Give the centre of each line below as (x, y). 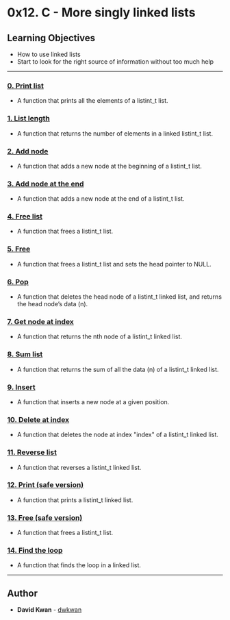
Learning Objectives (51, 38)
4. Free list (25, 216)
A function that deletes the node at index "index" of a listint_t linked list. (118, 435)
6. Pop (18, 282)
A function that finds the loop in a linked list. (79, 565)
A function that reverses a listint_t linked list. (79, 467)
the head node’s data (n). (52, 304)
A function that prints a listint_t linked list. (75, 500)
